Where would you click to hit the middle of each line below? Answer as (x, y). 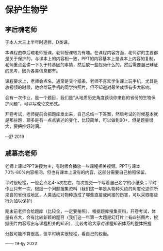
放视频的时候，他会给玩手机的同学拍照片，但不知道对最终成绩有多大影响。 (79, 87)
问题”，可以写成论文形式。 (36, 104)
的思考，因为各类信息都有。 (33, 71)
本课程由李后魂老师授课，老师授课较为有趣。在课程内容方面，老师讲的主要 (79, 52)
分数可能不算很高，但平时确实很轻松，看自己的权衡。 (58, 233)
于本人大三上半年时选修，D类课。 (39, 42)
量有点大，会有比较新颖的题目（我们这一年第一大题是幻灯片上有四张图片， (79, 217)
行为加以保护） (20, 201)
